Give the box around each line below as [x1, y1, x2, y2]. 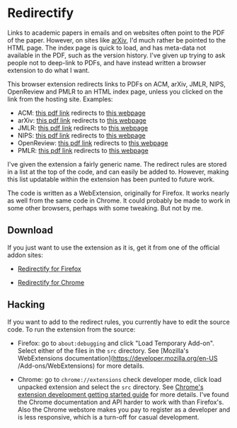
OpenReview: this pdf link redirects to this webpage [17, 138, 168, 147]
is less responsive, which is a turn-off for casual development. [17, 412, 200, 421]
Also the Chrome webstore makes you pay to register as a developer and [17, 405, 231, 414]
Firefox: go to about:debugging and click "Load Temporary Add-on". [17, 339, 214, 347]
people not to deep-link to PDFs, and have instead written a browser [7, 58, 207, 67]
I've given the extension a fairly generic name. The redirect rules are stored [7, 159, 227, 168]
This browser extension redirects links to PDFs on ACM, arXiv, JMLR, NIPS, [7, 79, 226, 88]
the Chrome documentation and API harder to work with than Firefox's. [17, 398, 224, 406]
